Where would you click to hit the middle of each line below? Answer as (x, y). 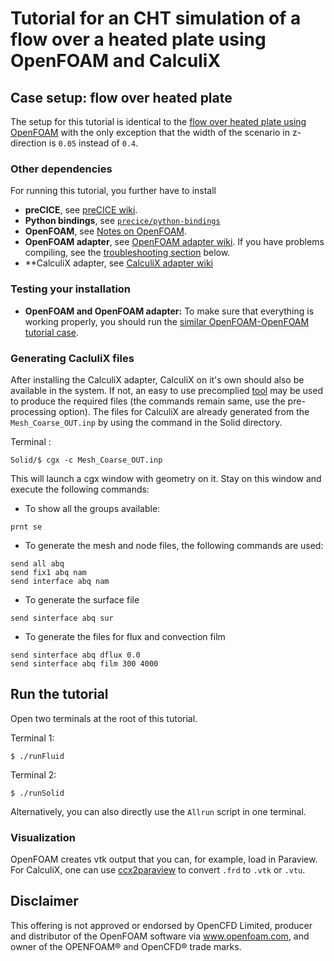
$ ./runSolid (37, 793)
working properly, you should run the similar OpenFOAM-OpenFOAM (167, 321)
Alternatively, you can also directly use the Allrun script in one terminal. (158, 811)
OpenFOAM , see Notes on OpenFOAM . (106, 231)
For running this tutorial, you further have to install (113, 191)
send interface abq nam (60, 581)
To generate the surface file (82, 599)
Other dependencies (61, 169)
